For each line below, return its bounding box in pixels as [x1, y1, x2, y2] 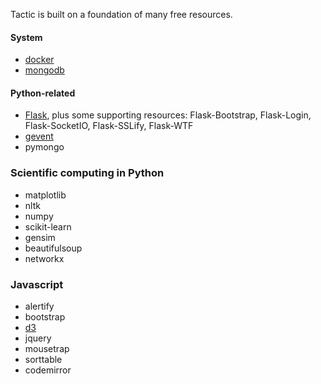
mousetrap [24, 343, 70, 354]
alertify [24, 300, 55, 312]
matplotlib [24, 189, 67, 201]
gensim [24, 231, 56, 243]
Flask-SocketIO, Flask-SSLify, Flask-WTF [24, 120, 194, 132]
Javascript [10, 277, 64, 291]
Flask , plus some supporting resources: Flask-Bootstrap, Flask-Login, [24, 109, 312, 121]
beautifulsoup [24, 242, 83, 254]
